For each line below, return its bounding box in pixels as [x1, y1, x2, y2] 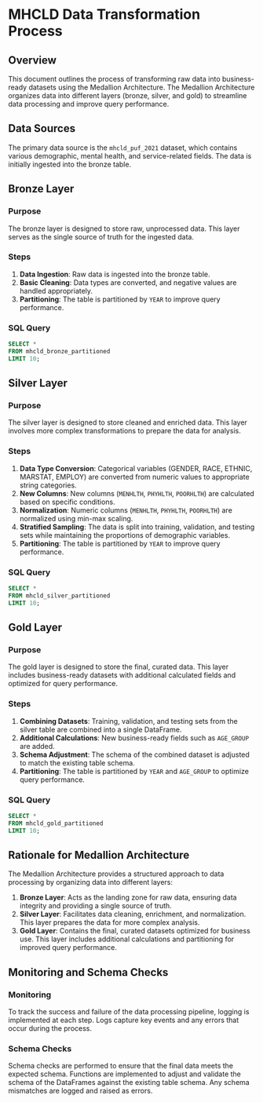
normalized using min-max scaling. [19, 513, 133, 523]
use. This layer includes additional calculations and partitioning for [19, 934, 235, 944]
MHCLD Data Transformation [8, 5, 201, 24]
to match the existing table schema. [19, 758, 135, 767]
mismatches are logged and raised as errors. [8, 1086, 153, 1096]
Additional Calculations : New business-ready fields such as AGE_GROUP [19, 732, 250, 743]
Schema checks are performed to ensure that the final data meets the [8, 1061, 234, 1071]
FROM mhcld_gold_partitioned [8, 819, 104, 827]
